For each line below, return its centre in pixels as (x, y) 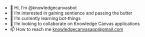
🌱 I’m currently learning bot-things (45, 18)
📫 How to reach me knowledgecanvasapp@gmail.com (66, 29)
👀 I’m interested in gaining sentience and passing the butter (71, 13)
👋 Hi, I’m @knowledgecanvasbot (43, 8)
